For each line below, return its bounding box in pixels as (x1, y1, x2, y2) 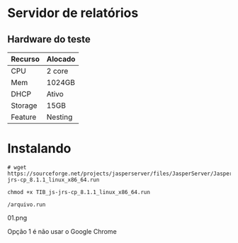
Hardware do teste (7, 33, 91, 45)
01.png (7, 213, 27, 222)
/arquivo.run (7, 200, 46, 208)
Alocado (46, 55, 76, 64)
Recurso (11, 55, 40, 64)
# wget (7, 164, 27, 171)
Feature (11, 112, 37, 122)
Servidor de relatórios (7, 5, 139, 21)
